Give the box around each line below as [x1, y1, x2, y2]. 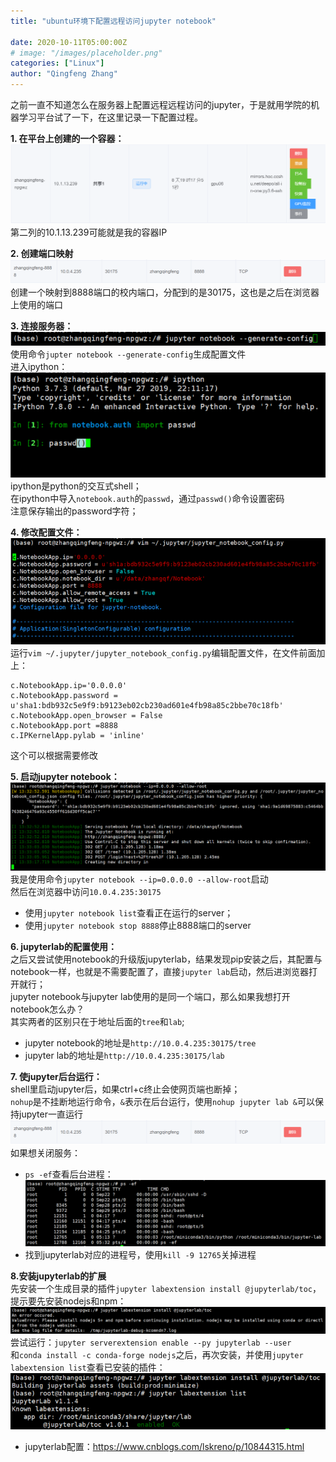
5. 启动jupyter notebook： [10, 770, 120, 782]
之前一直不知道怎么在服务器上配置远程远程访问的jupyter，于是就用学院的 [10, 99, 311, 110]
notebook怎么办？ [10, 1003, 85, 1015]
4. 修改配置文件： [10, 526, 83, 539]
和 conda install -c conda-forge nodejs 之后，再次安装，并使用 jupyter [10, 1348, 304, 1360]
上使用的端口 [10, 298, 63, 310]
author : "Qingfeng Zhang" [10, 69, 118, 79]
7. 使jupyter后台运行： [10, 1071, 103, 1083]
